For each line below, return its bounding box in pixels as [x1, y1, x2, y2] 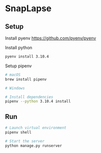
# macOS [5, 72, 21, 77]
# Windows [5, 86, 25, 91]
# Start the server [5, 138, 45, 144]
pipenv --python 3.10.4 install [5, 99, 71, 104]
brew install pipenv [5, 76, 47, 82]
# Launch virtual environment [5, 125, 67, 131]
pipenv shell [5, 130, 32, 134]
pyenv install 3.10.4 [5, 54, 49, 59]
